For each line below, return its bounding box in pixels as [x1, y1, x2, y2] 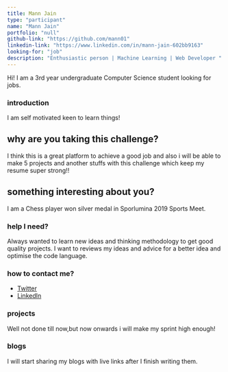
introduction [7, 97, 49, 107]
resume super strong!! [7, 166, 70, 174]
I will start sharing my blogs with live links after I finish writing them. [7, 357, 198, 365]
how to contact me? [7, 268, 75, 278]
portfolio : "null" [7, 29, 60, 36]
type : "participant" [7, 16, 66, 23]
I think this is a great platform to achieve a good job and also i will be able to [7, 152, 221, 160]
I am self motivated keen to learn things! [7, 114, 121, 122]
